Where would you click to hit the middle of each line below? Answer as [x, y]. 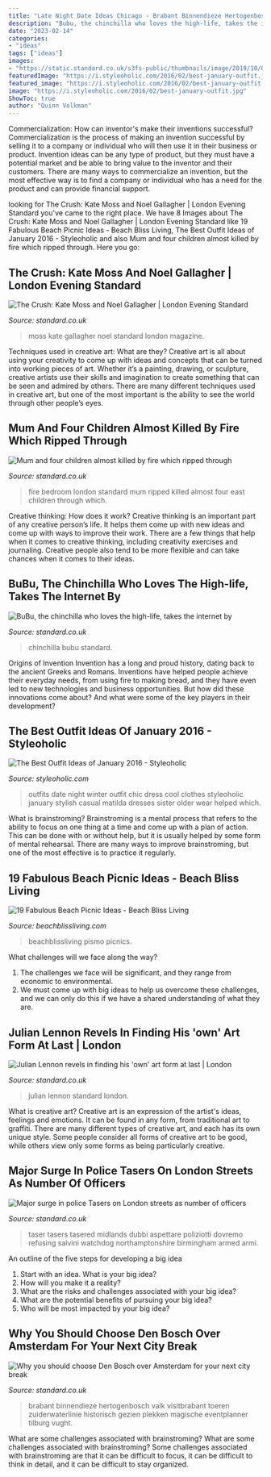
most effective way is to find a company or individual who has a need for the [135, 180]
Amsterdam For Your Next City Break [103, 1347]
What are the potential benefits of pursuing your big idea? [116, 1300]
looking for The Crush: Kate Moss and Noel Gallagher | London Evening [127, 204]
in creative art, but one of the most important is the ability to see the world [132, 394]
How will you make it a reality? [70, 1283]
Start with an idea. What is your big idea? [88, 1274]
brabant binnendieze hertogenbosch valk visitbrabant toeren [129, 1405]
